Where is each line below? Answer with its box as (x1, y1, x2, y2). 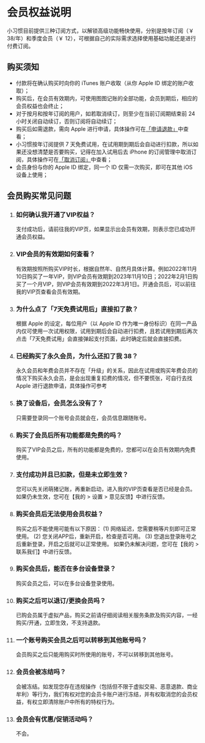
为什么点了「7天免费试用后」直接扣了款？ (15, 305, 139, 313)
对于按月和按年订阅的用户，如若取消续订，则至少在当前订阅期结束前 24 (15, 109, 196, 117)
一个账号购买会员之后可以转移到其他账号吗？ (15, 636, 148, 645)
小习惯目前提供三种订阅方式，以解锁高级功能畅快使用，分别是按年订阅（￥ (7, 27, 194, 34)
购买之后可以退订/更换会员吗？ (15, 596, 106, 605)
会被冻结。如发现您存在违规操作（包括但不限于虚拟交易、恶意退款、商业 (15, 682, 198, 690)
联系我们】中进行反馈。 (15, 548, 75, 555)
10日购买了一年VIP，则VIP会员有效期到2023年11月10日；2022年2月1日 (15, 273, 193, 280)
